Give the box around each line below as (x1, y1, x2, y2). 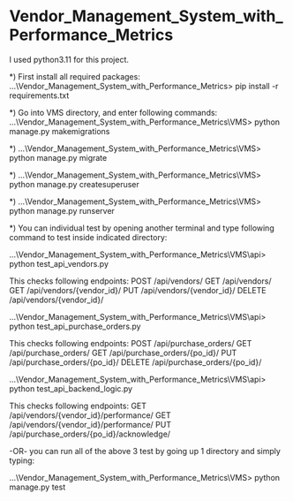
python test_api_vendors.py (9, 258, 109, 269)
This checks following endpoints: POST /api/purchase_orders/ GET (9, 338, 252, 348)
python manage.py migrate (9, 152, 108, 163)
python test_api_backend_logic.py (9, 383, 133, 394)
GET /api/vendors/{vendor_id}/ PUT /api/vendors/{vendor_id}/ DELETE (9, 285, 267, 295)
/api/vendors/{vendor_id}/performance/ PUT (9, 419, 172, 429)
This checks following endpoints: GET (9, 400, 147, 411)
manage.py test (9, 482, 66, 492)
